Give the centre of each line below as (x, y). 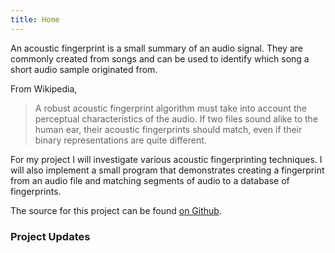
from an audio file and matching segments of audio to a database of (150, 180)
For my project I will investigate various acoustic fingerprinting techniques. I (166, 159)
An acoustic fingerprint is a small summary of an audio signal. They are (156, 48)
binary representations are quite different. (120, 140)
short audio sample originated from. (84, 69)
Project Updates (50, 236)
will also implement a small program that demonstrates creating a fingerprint (167, 170)
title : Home (35, 19)
